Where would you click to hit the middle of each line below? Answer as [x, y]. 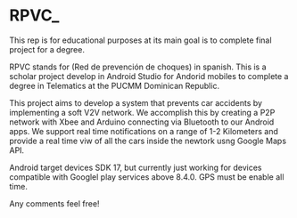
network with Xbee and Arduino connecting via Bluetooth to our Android [142, 122]
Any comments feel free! [54, 203]
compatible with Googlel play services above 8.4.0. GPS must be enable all [147, 177]
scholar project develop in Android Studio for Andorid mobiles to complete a [149, 76]
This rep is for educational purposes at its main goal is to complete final [140, 40]
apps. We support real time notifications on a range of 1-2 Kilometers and [144, 131]
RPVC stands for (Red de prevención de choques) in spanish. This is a [138, 67]
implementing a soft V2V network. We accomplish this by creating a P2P [142, 112]
